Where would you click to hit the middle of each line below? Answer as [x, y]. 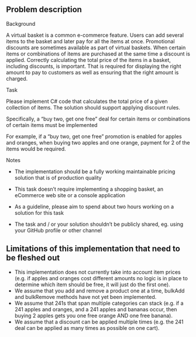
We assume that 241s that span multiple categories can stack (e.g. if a [99, 303]
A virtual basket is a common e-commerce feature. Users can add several [95, 35]
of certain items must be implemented [52, 125]
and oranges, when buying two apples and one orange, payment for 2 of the [98, 142]
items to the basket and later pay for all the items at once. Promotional [90, 41]
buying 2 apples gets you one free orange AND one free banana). [93, 315]
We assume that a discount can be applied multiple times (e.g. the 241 [99, 322]
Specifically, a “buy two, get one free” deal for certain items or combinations [98, 119]
